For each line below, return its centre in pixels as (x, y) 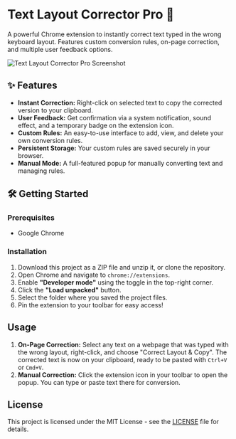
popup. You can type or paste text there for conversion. (99, 382)
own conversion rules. (50, 140)
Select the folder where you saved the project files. (92, 297)
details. (18, 429)
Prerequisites (31, 218)
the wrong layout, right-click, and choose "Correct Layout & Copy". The (122, 352)
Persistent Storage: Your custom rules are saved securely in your (114, 148)
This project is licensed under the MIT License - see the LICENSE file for (113, 422)
